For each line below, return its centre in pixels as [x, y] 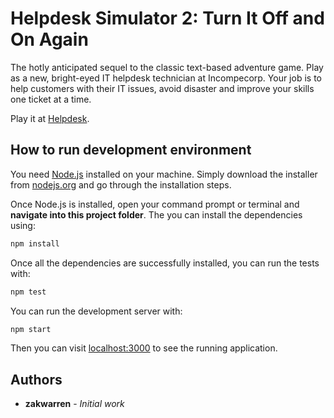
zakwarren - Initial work [74, 404]
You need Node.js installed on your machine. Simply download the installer [164, 174]
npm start [31, 329]
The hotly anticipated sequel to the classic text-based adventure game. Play [167, 67]
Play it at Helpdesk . [50, 118]
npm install [35, 243]
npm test [28, 292]
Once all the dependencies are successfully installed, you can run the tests [165, 263]
